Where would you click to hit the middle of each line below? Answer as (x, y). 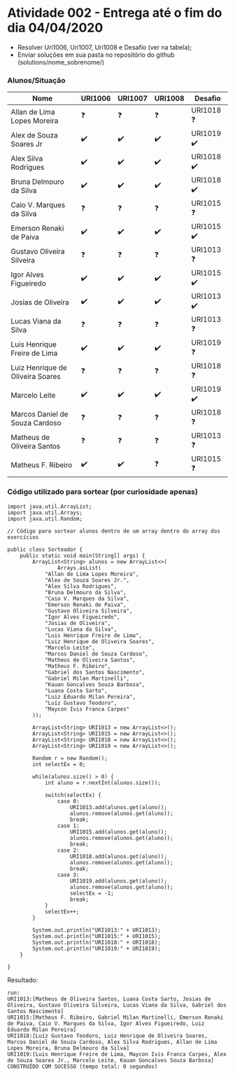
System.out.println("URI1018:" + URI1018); (97, 942)
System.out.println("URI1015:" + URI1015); (97, 936)
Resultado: (23, 979)
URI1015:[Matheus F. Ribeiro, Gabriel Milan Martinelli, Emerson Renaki (115, 1017)
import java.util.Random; (45, 519)
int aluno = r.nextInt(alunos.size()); (102, 783)
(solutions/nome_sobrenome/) (61, 62)
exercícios (23, 537)
